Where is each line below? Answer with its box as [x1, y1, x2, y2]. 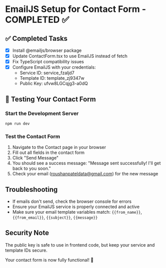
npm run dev [5, 121, 30, 126]
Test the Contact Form [5, 133, 61, 140]
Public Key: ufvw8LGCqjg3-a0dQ [19, 81, 88, 87]
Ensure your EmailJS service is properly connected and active [12, 203, 140, 210]
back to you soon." [12, 165, 51, 171]
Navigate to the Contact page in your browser [12, 144, 106, 150]
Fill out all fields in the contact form [12, 149, 85, 155]
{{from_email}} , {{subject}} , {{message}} [12, 214, 98, 220]
